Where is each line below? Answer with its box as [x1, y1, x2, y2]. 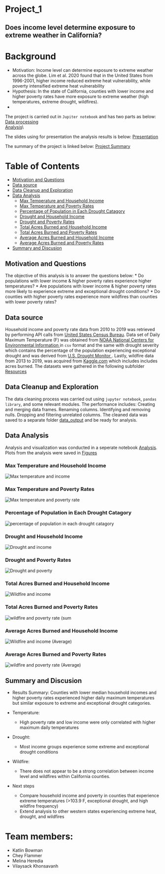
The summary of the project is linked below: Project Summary [5, 143, 131, 149]
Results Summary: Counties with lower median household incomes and [12, 689, 157, 696]
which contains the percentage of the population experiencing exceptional [5, 347, 156, 353]
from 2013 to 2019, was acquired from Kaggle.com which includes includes [5, 358, 158, 364]
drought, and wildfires [19, 814, 65, 820]
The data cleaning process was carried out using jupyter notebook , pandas [5, 396, 157, 402]
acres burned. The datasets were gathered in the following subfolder [5, 363, 145, 369]
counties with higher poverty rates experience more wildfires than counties [5, 293, 158, 300]
